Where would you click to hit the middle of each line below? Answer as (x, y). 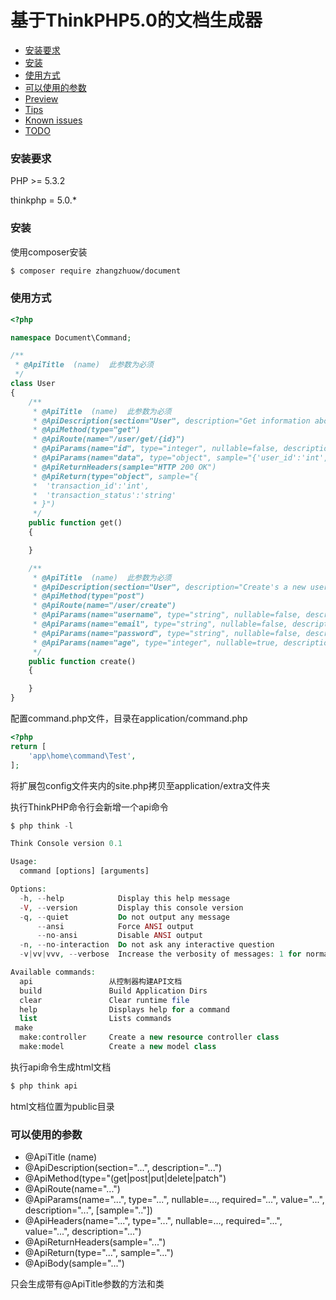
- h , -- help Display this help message (124, 898)
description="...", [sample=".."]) (88, 1210)
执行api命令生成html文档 (61, 1067)
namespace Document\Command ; (71, 337)
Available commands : (53, 972)
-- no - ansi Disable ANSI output (119, 936)
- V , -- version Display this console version (131, 907)
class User (33, 384)
